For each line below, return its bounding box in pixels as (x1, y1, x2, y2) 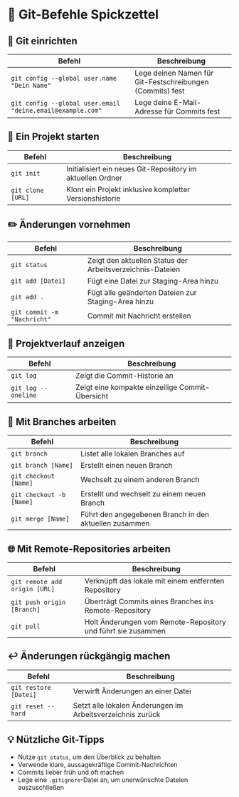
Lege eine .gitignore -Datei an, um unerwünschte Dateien (17, 775, 188, 784)
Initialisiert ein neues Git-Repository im (66, 164, 197, 174)
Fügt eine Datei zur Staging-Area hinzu (87, 276, 219, 286)
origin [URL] (11, 585, 55, 593)
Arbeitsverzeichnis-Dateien (87, 264, 181, 274)
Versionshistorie (66, 193, 121, 203)
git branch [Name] (11, 461, 73, 470)
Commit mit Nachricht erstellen (87, 311, 191, 321)
